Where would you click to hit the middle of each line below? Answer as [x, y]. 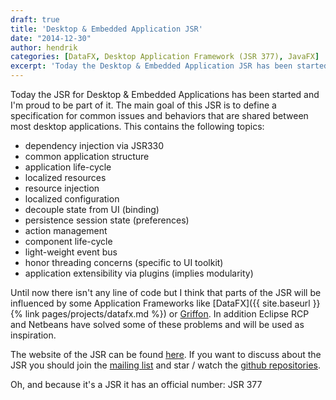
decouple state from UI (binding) [92, 209]
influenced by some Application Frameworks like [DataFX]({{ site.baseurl [160, 303]
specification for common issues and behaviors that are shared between [159, 115]
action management [66, 230]
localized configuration [72, 199]
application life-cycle [68, 167]
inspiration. [33, 335]
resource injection [62, 188]
